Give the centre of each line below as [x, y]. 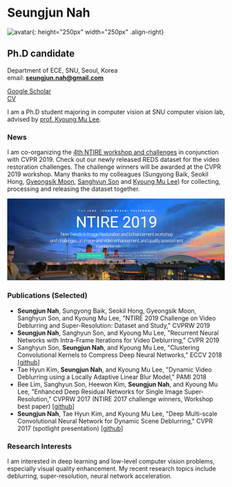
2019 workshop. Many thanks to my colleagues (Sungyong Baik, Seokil [108, 174]
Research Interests [40, 446]
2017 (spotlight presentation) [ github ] [70, 428]
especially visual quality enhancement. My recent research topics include [112, 469]
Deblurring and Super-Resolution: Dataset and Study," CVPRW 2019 [114, 325]
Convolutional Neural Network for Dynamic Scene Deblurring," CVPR [115, 421]
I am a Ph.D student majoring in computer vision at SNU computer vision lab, [116, 111]
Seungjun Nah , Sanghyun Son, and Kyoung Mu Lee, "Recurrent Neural [118, 333]
